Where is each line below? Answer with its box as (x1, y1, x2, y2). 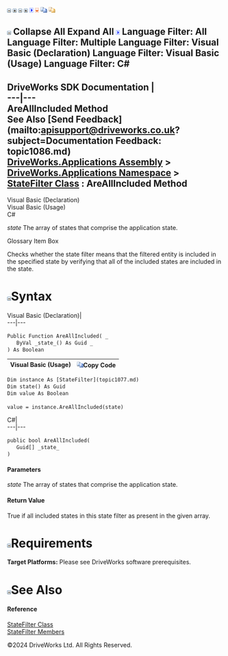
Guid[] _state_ (16, 444, 60, 451)
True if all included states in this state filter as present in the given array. (7, 512, 211, 520)
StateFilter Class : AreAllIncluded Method (7, 177, 188, 189)
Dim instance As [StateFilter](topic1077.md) (7, 377, 139, 383)
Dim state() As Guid (7, 383, 66, 390)
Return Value (7, 496, 45, 504)
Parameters (7, 465, 41, 473)
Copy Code (83, 361, 116, 369)
